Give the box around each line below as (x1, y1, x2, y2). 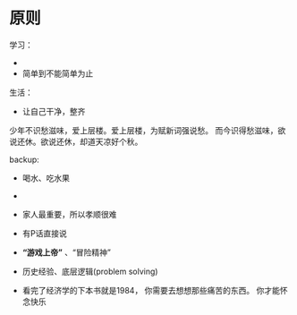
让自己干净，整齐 (21, 106, 86, 116)
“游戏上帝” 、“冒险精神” (21, 247, 112, 258)
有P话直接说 (21, 227, 67, 238)
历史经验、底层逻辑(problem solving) (21, 266, 158, 277)
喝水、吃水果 (21, 172, 70, 183)
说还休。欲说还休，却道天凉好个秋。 (9, 136, 143, 147)
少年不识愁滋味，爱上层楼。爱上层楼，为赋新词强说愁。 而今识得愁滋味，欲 (9, 124, 286, 135)
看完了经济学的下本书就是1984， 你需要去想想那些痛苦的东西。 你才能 (21, 285, 280, 295)
